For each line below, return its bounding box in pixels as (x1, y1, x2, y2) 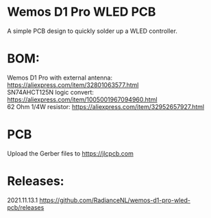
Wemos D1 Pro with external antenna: (7, 73, 113, 82)
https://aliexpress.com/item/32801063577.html (7, 80, 139, 89)
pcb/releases (7, 203, 45, 211)
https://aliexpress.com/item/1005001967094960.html (7, 95, 158, 104)
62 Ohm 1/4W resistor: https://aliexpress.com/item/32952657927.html (7, 102, 204, 110)
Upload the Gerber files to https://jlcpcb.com (7, 149, 134, 158)
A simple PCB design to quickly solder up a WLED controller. (7, 27, 178, 35)
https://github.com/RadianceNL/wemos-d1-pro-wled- (39, 196, 190, 204)
